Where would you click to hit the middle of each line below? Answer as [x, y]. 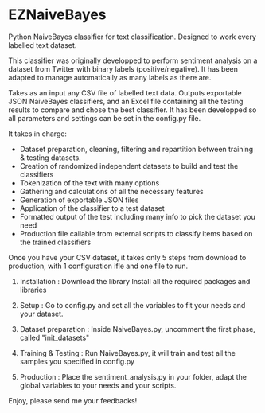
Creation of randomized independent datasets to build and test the [129, 166]
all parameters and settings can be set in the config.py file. [105, 118]
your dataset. [41, 314]
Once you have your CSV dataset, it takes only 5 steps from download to [127, 257]
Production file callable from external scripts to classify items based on [136, 233]
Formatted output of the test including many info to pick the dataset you [138, 216]
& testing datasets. [50, 158]
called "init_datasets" [55, 337]
